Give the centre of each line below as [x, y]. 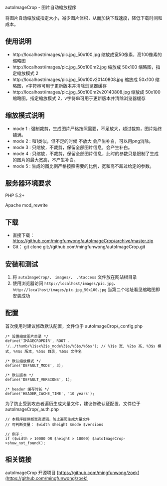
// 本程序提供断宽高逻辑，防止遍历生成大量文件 [48, 419]
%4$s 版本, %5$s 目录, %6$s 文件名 [48, 351]
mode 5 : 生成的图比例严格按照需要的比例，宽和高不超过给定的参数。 [83, 166]
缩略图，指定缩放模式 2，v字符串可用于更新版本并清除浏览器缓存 [79, 98]
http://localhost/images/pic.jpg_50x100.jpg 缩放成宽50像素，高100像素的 [87, 54]
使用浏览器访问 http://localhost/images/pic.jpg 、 [65, 283]
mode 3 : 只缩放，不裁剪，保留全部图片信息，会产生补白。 [72, 147]
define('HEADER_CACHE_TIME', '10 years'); [50, 393]
